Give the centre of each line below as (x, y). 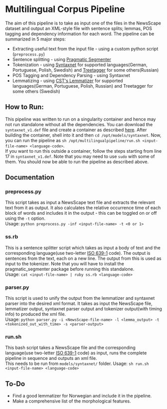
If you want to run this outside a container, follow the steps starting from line (83, 151)
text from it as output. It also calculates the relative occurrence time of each (83, 208)
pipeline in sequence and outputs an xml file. (51, 358)
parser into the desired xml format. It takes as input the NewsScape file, (79, 303)
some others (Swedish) (36, 91)
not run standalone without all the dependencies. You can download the (79, 124)
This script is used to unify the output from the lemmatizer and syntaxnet (80, 298)
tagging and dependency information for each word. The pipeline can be (80, 34)
